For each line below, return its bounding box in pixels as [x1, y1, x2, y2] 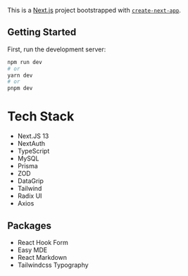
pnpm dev [7, 84, 33, 92]
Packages [7, 220, 51, 232]
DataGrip [17, 177, 44, 185]
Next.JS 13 [17, 132, 49, 140]
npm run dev [7, 58, 42, 65]
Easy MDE [17, 246, 48, 254]
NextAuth [17, 139, 46, 148]
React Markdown [17, 253, 68, 261]
